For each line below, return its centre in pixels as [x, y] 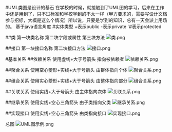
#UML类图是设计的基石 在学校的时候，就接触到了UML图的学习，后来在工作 [85, 7]
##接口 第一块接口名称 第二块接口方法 [45, 48]
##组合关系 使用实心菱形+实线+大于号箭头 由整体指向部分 [66, 81]
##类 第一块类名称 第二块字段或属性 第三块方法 [55, 37]
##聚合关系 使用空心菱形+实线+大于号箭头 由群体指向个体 [66, 70]
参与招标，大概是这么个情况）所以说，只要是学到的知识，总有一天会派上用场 [86, 20]
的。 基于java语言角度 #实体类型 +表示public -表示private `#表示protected [83, 27]
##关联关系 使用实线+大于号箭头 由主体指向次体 [56, 91]
